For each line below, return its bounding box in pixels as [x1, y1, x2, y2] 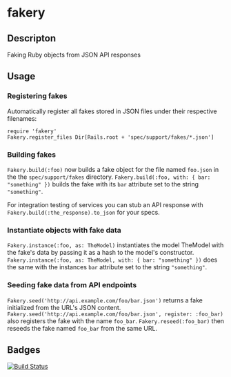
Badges [7, 344, 41, 356]
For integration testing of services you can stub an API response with [7, 200, 203, 209]
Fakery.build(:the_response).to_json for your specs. [7, 208, 160, 216]
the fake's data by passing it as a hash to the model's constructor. [7, 249, 194, 257]
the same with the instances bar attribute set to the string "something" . [7, 263, 208, 271]
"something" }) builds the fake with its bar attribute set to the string [7, 180, 199, 188]
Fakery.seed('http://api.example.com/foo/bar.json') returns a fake [7, 296, 203, 304]
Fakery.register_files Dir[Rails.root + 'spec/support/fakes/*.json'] [7, 133, 214, 141]
